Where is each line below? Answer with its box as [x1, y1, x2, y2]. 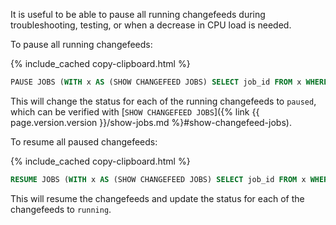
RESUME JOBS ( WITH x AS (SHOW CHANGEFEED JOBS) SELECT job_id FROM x [10, 174, 307, 184]
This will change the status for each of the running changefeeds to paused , [10, 95, 317, 107]
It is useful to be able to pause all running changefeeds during [10, 9, 266, 20]
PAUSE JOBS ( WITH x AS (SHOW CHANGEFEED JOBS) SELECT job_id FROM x [10, 77, 302, 87]
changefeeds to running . [10, 203, 112, 215]
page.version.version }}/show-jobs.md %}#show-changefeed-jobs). [10, 116, 292, 128]
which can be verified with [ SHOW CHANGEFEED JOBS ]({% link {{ [10, 105, 260, 118]
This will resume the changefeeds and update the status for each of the [10, 192, 305, 204]
